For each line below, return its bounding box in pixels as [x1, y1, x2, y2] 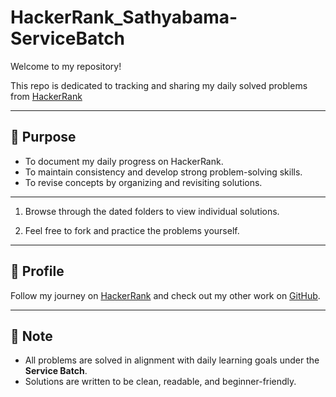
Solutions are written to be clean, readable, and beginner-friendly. [24, 376, 297, 388]
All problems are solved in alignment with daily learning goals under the [24, 354, 320, 366]
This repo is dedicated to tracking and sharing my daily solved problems [10, 79, 308, 91]
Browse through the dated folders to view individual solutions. [24, 205, 280, 217]
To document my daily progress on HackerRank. [24, 155, 224, 167]
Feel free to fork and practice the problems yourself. [24, 224, 240, 236]
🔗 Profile [10, 263, 65, 280]
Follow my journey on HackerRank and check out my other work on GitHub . [10, 289, 321, 301]
